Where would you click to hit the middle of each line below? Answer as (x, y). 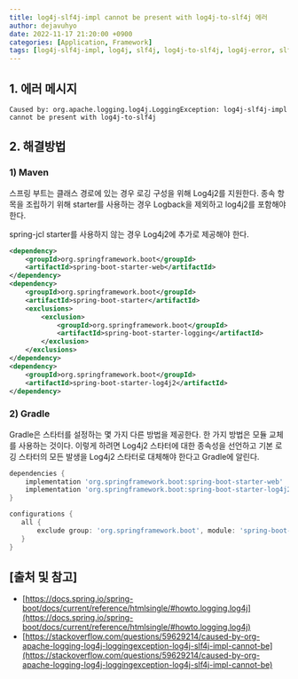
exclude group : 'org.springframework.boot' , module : (137, 530)
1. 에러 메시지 (43, 88)
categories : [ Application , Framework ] (81, 42)
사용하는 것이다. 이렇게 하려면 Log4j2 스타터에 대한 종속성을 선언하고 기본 (145, 446)
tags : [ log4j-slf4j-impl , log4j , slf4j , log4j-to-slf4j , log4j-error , (142, 51)
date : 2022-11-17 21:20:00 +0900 (71, 34)
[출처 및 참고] (43, 576)
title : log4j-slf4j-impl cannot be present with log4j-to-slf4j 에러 (138, 17)
